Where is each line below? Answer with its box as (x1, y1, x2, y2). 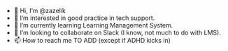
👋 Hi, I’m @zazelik (13, 7, 66, 14)
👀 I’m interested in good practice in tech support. (13, 14, 155, 22)
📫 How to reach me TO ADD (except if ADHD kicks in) (13, 37, 171, 44)
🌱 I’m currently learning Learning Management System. (13, 21, 173, 29)
